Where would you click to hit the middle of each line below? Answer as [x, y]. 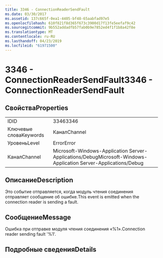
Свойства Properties [37, 108]
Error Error [64, 143]
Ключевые [20, 129]
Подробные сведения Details [51, 250]
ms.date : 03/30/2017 [26, 14]
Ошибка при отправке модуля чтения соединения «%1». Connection [75, 229]
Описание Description [39, 180]
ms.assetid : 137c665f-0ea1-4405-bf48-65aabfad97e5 [57, 18]
